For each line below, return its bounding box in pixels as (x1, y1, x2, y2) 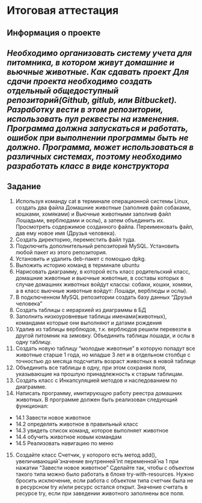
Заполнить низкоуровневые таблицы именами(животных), (15, 313, 167, 320)
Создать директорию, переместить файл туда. (15, 236, 136, 243)
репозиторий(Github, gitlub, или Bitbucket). (7, 95, 177, 105)
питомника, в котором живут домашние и (7, 57, 175, 67)
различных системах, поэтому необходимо (7, 151, 182, 161)
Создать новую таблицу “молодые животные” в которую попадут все (15, 345, 195, 352)
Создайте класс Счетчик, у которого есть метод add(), (15, 451, 157, 458)
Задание (7, 181, 41, 192)
